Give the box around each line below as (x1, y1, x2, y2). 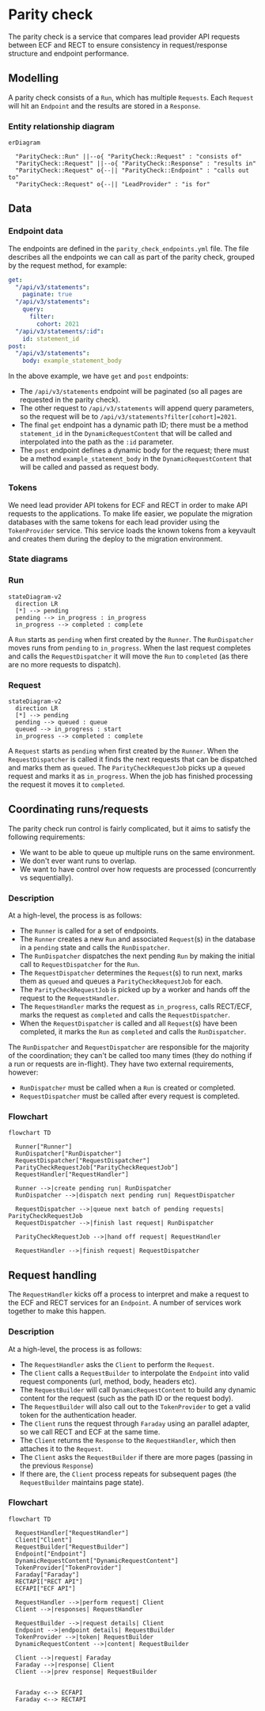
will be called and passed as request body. (19, 462, 160, 472)
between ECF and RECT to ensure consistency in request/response (8, 40, 228, 49)
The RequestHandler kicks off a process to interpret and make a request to (8, 1289, 249, 1299)
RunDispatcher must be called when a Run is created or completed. (19, 1083, 236, 1093)
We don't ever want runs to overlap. (19, 856, 137, 865)
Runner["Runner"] (15, 1143, 73, 1151)
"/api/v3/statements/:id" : (15, 327, 104, 335)
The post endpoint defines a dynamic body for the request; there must (19, 445, 249, 455)
